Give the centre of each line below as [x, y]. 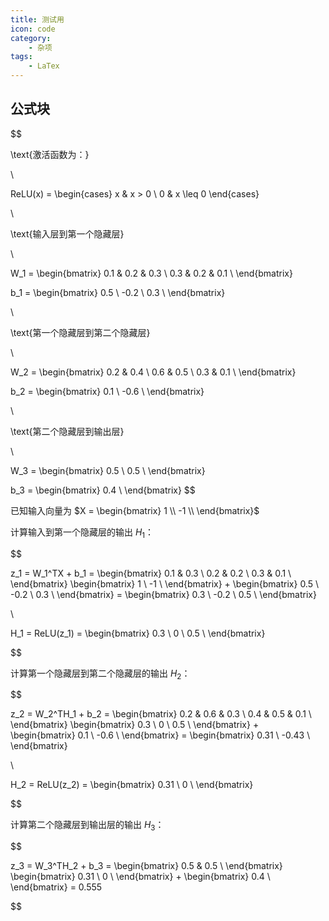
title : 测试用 [37, 19]
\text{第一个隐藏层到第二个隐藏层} [80, 332]
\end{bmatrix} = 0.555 [56, 887]
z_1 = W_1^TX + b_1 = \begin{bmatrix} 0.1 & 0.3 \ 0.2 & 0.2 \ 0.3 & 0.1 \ [151, 573]
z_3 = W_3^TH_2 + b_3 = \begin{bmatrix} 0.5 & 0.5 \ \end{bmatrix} [146, 866]
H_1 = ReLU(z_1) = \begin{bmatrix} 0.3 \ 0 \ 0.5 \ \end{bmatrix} [138, 633]
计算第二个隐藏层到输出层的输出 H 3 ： [87, 826]
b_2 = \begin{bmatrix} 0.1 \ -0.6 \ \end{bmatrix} [107, 391]
